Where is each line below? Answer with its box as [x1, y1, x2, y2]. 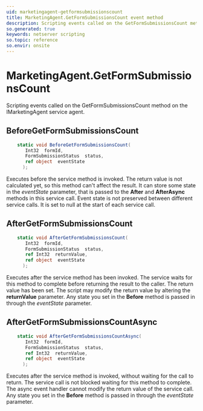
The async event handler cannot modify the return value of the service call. [6, 386, 194, 393]
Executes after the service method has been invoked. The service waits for [6, 274, 193, 281]
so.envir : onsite [6, 43, 50, 49]
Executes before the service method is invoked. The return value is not [6, 175, 182, 182]
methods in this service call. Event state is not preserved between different [6, 195, 193, 202]
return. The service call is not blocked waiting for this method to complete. [6, 379, 192, 386]
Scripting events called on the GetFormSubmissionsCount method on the [6, 101, 188, 109]
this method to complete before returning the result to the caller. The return [6, 280, 194, 288]
